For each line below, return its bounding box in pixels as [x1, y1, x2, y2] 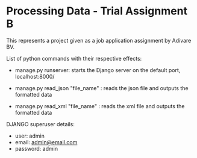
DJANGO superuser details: [6, 120, 75, 127]
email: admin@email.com [14, 138, 78, 145]
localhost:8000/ [14, 73, 55, 80]
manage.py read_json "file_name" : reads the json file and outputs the [14, 84, 189, 91]
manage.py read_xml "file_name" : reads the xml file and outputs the [14, 102, 185, 109]
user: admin [14, 132, 45, 139]
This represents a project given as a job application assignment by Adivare [6, 37, 192, 44]
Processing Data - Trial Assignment [6, 4, 188, 18]
